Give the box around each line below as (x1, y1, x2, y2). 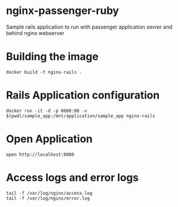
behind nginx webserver (6, 29, 65, 36)
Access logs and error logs (6, 171, 139, 184)
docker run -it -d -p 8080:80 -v (6, 108, 88, 114)
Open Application (6, 132, 93, 145)
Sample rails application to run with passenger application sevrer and (6, 23, 173, 30)
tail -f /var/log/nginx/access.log (6, 190, 93, 196)
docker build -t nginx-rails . (6, 69, 82, 75)
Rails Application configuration (6, 89, 160, 102)
